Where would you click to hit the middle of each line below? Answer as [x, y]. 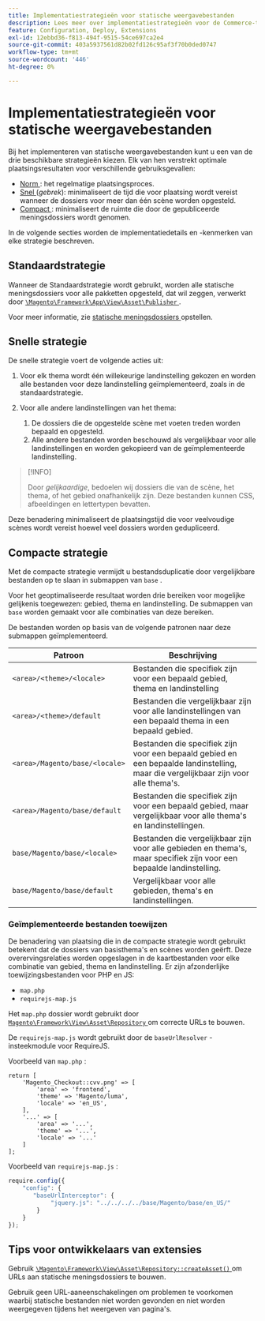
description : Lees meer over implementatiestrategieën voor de [114, 23]
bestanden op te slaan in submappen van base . [85, 580]
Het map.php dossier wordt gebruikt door [74, 1014]
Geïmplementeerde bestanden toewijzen [88, 925]
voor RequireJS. [84, 1046]
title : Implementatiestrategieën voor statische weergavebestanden [121, 15]
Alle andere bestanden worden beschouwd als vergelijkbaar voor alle [144, 440]
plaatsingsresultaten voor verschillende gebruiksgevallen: [102, 168]
